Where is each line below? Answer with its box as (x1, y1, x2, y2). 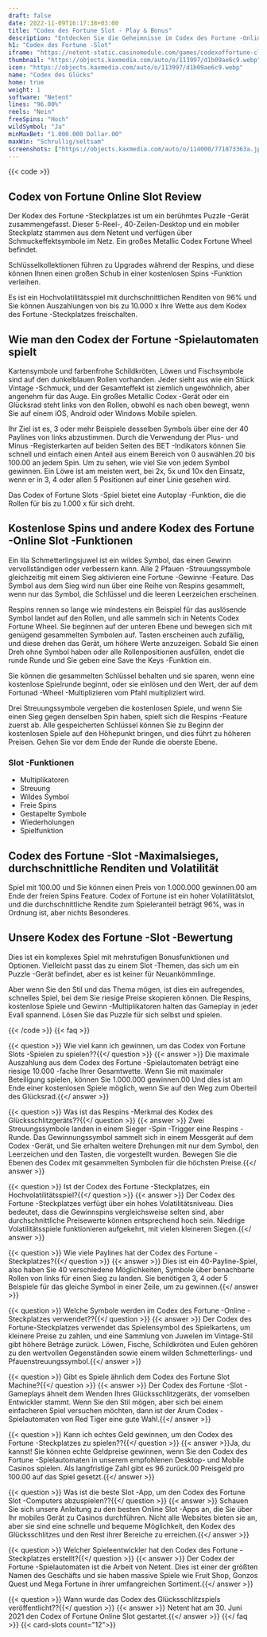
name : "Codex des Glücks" (8, 71, 94, 79)
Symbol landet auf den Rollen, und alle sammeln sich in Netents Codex (8, 613, 240, 622)
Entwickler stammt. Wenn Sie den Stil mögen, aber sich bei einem (8, 1397, 223, 1407)
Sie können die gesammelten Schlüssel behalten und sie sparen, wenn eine (8, 671, 255, 680)
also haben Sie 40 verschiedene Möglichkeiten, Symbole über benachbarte (8, 1264, 255, 1275)
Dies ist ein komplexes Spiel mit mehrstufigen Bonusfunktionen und (8, 952, 230, 961)
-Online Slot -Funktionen (8, 535, 133, 548)
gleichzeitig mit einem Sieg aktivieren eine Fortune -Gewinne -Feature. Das (8, 572, 254, 582)
